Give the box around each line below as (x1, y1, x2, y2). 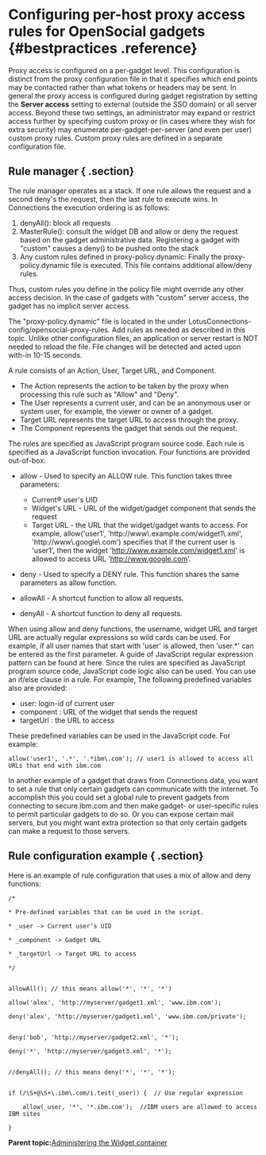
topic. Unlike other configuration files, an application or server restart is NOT (8, 333, 259, 343)
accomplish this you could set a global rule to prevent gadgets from (8, 793, 229, 802)
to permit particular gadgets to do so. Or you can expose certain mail (8, 809, 234, 819)
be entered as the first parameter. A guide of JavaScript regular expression (8, 649, 254, 659)
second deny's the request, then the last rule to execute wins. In (8, 194, 218, 203)
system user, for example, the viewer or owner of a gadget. (19, 406, 214, 416)
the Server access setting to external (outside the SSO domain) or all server (8, 99, 257, 109)
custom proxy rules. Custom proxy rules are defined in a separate (8, 133, 223, 142)
